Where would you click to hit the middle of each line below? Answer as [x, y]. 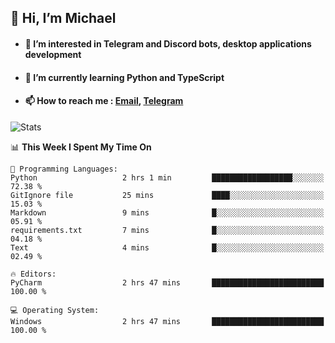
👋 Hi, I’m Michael [63, 18]
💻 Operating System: [55, 310]
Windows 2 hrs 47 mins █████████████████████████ [167, 321]
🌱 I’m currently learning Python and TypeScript [124, 77]
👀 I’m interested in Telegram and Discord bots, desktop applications [168, 43]
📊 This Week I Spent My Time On [81, 147]
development [53, 54]
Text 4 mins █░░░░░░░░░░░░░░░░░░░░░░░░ [167, 247]
